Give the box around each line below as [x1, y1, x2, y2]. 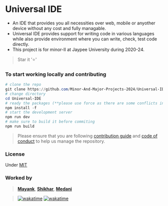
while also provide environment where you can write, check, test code [12, 36, 157, 42]
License [5, 151, 25, 158]
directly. [12, 41, 29, 47]
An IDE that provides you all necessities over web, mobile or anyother [12, 20, 156, 26]
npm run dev [5, 115, 30, 120]
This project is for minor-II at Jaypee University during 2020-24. [12, 46, 145, 52]
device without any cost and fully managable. [12, 25, 106, 31]
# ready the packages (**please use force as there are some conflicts [5, 101, 157, 106]
